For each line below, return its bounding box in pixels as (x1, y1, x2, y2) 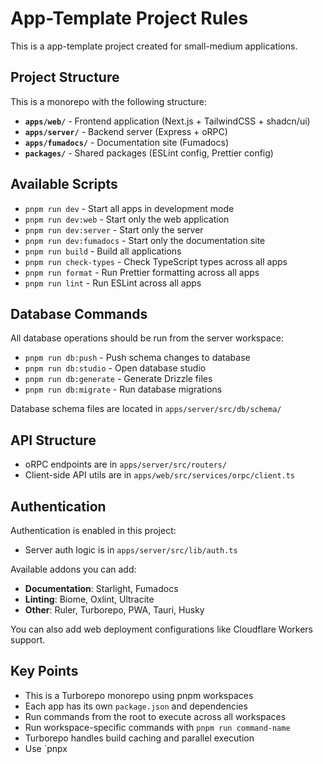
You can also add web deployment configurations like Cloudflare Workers (10, 623, 313, 635)
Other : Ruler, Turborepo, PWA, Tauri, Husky (24, 604, 205, 616)
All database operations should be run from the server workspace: (10, 332, 284, 344)
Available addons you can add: (10, 563, 137, 575)
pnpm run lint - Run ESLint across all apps (24, 277, 202, 289)
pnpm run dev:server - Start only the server (24, 223, 204, 236)
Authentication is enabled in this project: (10, 525, 177, 536)
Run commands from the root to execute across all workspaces (24, 710, 287, 722)
